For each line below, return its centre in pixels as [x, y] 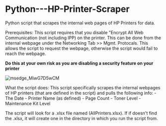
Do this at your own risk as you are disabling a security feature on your [79, 63]
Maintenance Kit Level [28, 103]
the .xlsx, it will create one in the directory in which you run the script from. [82, 118]
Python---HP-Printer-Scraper [67, 9]
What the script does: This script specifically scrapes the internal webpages [83, 87]
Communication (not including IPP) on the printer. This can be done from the [83, 38]
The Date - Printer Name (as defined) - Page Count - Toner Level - [73, 98]
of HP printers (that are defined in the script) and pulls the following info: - [81, 93]
